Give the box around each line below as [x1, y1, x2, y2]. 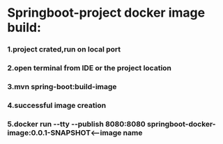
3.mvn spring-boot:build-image [7, 81, 117, 91]
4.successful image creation [7, 100, 107, 110]
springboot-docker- [146, 119, 216, 129]
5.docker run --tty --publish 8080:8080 [7, 119, 146, 129]
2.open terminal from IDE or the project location [7, 63, 172, 73]
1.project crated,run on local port [7, 45, 121, 54]
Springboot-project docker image [7, 5, 206, 21]
